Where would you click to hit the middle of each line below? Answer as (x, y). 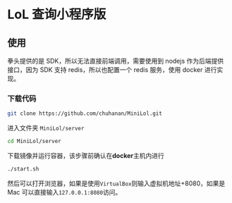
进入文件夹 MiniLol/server (46, 128)
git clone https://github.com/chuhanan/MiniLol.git (85, 113)
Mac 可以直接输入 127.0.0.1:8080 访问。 (65, 192)
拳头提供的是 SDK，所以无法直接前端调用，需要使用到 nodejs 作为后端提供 (116, 61)
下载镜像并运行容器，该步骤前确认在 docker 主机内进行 (86, 156)
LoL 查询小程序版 (57, 14)
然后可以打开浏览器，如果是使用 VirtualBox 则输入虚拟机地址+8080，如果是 (116, 183)
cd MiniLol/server (34, 142)
